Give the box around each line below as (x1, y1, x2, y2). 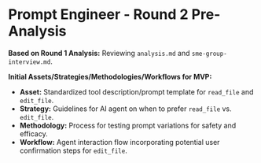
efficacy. (19, 128, 49, 139)
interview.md (8, 57, 51, 66)
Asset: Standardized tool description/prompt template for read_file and (19, 87, 254, 96)
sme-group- (191, 50, 228, 57)
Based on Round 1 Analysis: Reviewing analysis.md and (8, 48, 190, 57)
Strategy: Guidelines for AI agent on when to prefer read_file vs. (19, 104, 232, 113)
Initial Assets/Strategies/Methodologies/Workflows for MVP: (8, 72, 212, 81)
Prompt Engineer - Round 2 (8, 6, 189, 24)
